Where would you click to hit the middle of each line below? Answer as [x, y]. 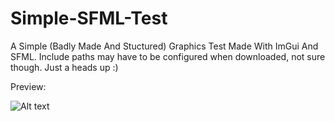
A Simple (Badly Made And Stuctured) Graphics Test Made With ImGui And [164, 46]
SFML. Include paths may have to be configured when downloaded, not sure [168, 56]
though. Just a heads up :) [64, 67]
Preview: [28, 86]
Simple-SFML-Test [89, 18]
